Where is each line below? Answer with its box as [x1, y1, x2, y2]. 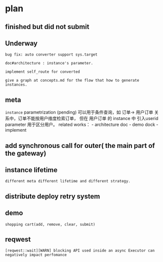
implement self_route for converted [5, 69, 80, 74]
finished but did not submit [5, 23, 89, 31]
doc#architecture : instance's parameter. [5, 61, 93, 66]
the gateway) [5, 149, 47, 157]
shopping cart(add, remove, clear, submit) [5, 222, 96, 227]
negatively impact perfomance [5, 253, 67, 258]
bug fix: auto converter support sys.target [5, 52, 98, 57]
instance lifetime [5, 166, 58, 174]
